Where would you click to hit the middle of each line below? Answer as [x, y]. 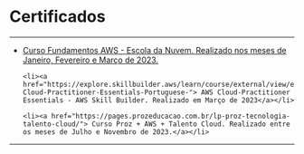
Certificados [57, 17]
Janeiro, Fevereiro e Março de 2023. [90, 60]
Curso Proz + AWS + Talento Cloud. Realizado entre [191, 124]
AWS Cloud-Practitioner [246, 92]
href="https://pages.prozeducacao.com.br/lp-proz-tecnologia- [171, 116]
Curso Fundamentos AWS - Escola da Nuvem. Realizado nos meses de [154, 50]
